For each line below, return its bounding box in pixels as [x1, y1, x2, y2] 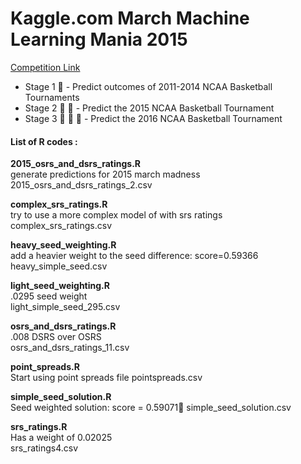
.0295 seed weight [10, 290, 88, 302]
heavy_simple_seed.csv [10, 260, 108, 272]
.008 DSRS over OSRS [10, 331, 102, 343]
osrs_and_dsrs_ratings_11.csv [10, 342, 130, 354]
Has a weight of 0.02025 [10, 432, 113, 444]
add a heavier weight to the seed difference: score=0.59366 [10, 250, 259, 262]
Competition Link [10, 61, 81, 73]
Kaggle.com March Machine [10, 7, 250, 30]
